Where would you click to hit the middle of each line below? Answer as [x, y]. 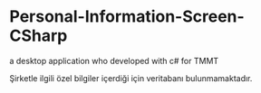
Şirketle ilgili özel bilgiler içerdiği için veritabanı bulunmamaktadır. [131, 78]
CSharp [39, 36]
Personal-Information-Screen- [127, 17]
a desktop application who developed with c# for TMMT [114, 60]
